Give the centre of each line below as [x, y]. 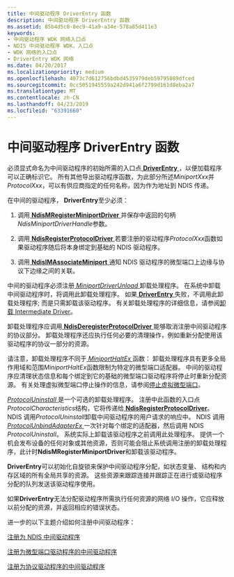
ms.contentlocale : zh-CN [43, 98]
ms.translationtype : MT [42, 91]
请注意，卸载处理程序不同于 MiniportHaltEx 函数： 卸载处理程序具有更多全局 [117, 358]
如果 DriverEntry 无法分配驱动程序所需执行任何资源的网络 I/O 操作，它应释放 [116, 498]
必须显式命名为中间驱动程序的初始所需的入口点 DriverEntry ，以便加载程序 [115, 168]
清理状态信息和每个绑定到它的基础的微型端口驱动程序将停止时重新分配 [120, 376]
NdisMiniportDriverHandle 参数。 [64, 223]
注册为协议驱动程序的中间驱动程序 [56, 566]
